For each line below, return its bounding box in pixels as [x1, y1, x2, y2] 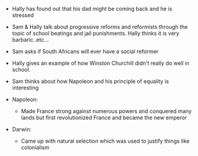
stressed [11, 11, 34, 19]
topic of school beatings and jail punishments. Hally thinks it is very [11, 30, 180, 37]
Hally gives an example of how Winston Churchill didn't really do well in [11, 60, 190, 67]
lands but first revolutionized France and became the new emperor [21, 114, 187, 121]
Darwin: [11, 126, 32, 132]
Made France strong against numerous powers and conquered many [21, 108, 192, 114]
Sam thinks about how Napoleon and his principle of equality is [11, 78, 169, 85]
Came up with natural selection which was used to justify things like [21, 137, 190, 145]
